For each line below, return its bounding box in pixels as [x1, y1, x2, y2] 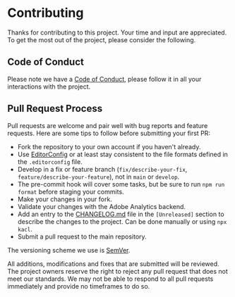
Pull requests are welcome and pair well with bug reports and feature [7, 121, 208, 129]
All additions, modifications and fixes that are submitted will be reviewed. [7, 259, 220, 268]
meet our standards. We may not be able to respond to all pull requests [7, 274, 214, 283]
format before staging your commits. [17, 187, 125, 196]
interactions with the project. [7, 82, 91, 91]
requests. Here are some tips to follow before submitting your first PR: [7, 129, 210, 137]
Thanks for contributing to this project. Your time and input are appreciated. [7, 28, 227, 37]
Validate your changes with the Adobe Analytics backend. [17, 202, 186, 210]
